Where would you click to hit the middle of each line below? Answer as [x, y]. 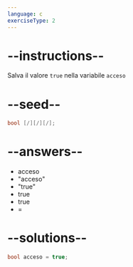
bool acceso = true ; [38, 257]
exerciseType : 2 [31, 21]
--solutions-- [47, 238]
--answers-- [45, 152]
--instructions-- [56, 56]
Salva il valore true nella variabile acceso [66, 75]
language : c [25, 14]
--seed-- [34, 104]
